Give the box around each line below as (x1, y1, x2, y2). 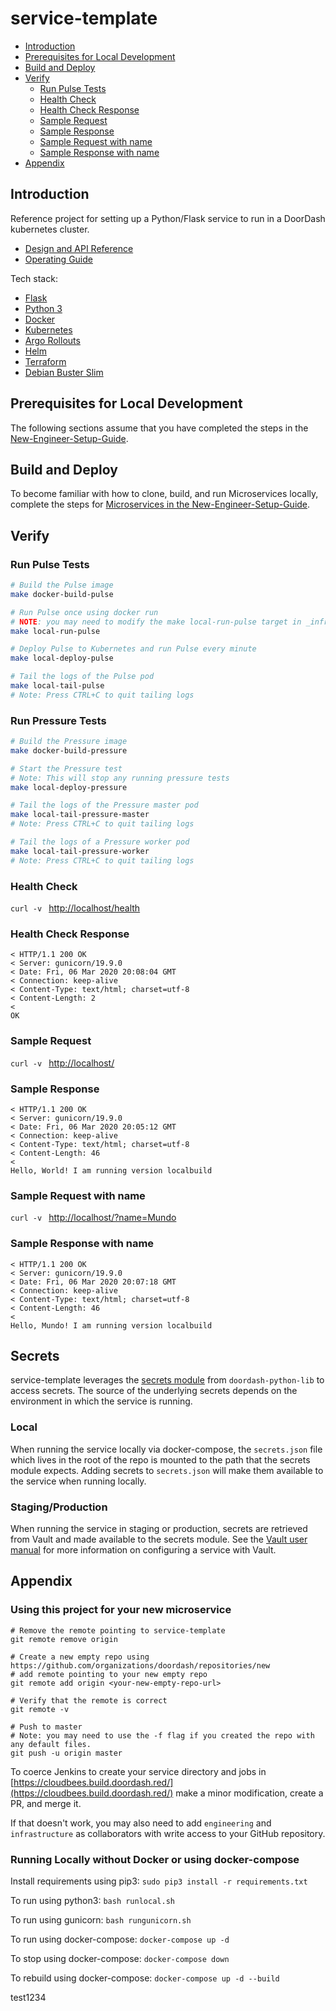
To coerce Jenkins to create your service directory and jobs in (10, 1765, 267, 1777)
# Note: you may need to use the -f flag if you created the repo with (10, 1730, 315, 1741)
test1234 (10, 1991, 47, 2003)
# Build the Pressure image (10, 737, 128, 747)
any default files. (10, 1739, 92, 1749)
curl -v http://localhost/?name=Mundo (10, 1212, 177, 1224)
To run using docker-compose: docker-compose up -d (10, 1933, 230, 1945)
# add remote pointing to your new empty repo (10, 1669, 208, 1679)
